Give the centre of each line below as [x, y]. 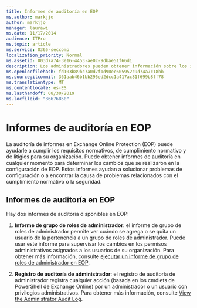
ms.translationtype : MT [35, 83]
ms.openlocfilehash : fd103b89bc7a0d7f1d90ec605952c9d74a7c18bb [85, 72]
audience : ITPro [26, 39]
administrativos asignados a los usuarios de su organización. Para [94, 251]
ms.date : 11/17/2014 [31, 33]
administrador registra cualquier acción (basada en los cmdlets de [94, 280]
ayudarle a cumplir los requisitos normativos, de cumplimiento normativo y [96, 150]
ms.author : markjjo [30, 17]
